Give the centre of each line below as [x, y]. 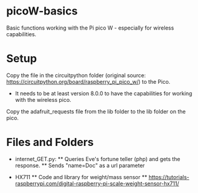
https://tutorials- [169, 177]
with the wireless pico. [43, 100]
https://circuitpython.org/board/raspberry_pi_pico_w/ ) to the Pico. [88, 81]
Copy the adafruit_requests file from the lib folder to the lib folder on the [96, 111]
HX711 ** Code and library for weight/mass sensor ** [81, 177]
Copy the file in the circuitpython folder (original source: [76, 75]
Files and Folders [50, 142]
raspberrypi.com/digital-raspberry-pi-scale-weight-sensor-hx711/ [97, 183]
